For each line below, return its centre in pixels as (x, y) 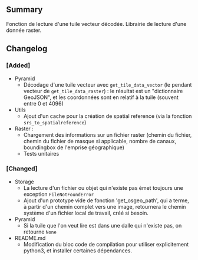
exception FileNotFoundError (59, 194)
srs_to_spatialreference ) (55, 122)
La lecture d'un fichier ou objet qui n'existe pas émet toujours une (103, 187)
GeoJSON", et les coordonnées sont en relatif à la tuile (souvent (101, 97)
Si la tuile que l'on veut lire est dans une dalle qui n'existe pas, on (103, 225)
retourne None (40, 232)
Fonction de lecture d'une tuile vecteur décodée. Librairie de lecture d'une (96, 24)
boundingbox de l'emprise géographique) (74, 147)
